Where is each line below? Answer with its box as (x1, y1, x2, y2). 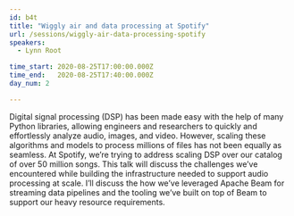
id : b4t (9, 12, 38, 22)
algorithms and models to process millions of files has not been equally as (9, 139, 282, 150)
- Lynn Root (17, 46, 63, 55)
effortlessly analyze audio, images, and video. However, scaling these (9, 130, 266, 141)
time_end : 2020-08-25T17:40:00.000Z (9, 71, 154, 80)
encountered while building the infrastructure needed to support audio (9, 168, 269, 179)
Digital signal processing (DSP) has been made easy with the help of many (9, 111, 284, 121)
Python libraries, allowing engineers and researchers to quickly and (9, 120, 257, 131)
